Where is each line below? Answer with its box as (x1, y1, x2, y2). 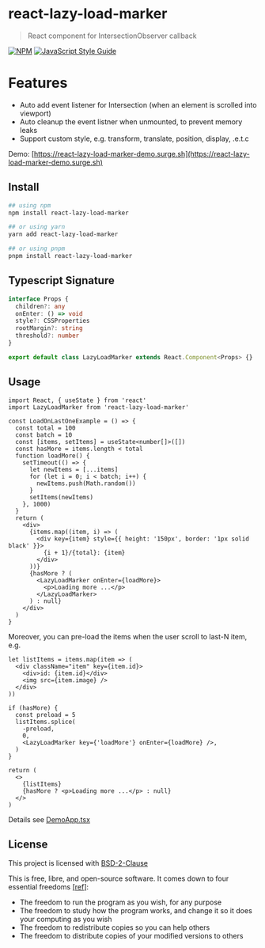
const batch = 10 (15, 430, 73, 439)
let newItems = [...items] (28, 465, 119, 473)
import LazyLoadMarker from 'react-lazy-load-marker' (8, 403, 190, 411)
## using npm (8, 201, 51, 210)
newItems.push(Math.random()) (36, 480, 136, 487)
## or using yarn (8, 223, 66, 231)
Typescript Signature (8, 274, 115, 287)
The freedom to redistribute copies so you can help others (19, 923, 210, 932)
